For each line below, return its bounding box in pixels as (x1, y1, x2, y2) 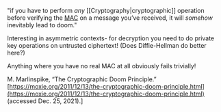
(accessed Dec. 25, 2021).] (7, 97, 83, 105)
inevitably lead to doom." (7, 21, 77, 29)
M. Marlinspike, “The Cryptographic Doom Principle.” (7, 75, 157, 83)
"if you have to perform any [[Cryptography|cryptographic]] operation (7, 7, 205, 14)
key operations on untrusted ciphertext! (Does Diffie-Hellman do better (7, 42, 207, 49)
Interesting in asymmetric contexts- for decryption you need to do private (7, 34, 215, 42)
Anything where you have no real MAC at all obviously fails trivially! (7, 62, 196, 70)
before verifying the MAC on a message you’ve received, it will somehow (7, 14, 213, 22)
